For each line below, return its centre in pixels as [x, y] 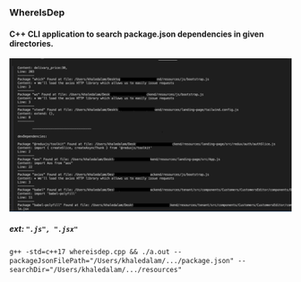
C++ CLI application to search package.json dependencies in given [137, 34]
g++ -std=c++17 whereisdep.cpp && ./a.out [90, 252]
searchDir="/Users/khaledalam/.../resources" [95, 269]
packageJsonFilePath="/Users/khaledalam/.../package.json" [122, 261]
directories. [31, 43]
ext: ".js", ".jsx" [44, 229]
